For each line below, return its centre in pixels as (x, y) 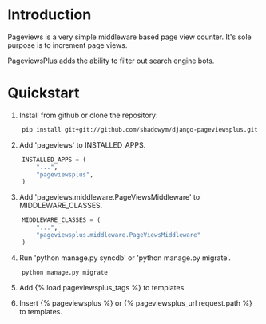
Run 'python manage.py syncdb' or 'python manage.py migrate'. (125, 258)
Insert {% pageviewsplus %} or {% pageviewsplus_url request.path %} (136, 303)
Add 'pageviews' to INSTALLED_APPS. (82, 144)
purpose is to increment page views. (67, 45)
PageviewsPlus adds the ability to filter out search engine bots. (111, 61)
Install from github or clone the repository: (88, 115)
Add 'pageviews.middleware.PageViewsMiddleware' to (109, 197)
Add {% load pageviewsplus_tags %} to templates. (103, 287)
